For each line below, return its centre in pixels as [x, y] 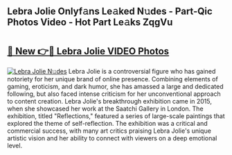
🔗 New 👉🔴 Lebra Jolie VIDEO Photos [88, 51]
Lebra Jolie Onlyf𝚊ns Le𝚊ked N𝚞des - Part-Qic [110, 11]
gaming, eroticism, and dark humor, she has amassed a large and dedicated [115, 87]
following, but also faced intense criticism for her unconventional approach [114, 94]
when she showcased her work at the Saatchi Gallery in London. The [105, 108]
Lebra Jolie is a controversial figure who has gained [142, 71]
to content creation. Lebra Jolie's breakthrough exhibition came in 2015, [110, 101]
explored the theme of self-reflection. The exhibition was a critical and [107, 123]
